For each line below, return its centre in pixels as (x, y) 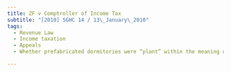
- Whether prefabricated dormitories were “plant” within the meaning (117, 52)
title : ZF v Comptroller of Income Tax (64, 13)
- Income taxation (40, 39)
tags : (15, 26)
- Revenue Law (33, 33)
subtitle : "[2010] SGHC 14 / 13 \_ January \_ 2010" (78, 20)
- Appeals (27, 45)
